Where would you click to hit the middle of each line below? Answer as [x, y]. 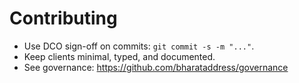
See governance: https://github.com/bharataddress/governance [156, 67]
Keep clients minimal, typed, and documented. [119, 56]
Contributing [63, 18]
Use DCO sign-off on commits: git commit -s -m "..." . [139, 46]
